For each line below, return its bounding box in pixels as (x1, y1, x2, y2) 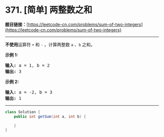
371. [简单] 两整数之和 (5, 4, 93, 16)
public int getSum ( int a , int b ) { (14, 114, 86, 119)
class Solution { (5, 109, 41, 115)
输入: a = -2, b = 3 (5, 89, 53, 95)
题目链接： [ (5, 21, 28, 27)
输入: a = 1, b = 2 (5, 62, 50, 68)
